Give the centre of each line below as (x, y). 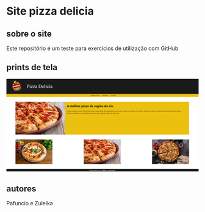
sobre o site (29, 34)
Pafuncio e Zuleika (30, 203)
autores (21, 189)
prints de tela (32, 67)
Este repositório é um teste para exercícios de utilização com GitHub (92, 48)
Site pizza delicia (50, 11)
